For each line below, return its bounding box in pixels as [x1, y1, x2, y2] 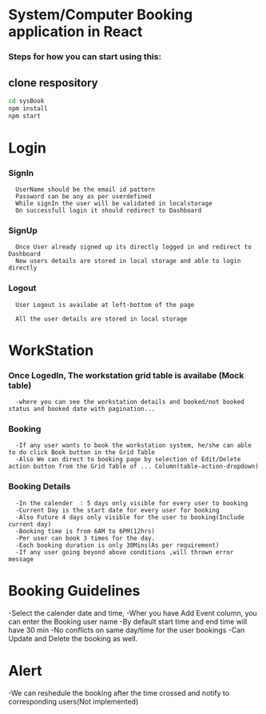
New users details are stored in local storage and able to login [15, 257, 241, 265]
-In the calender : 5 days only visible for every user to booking [15, 499, 248, 507]
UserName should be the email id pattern [15, 185, 156, 193]
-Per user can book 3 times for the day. [15, 534, 156, 542]
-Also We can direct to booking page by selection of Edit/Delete [15, 456, 241, 464]
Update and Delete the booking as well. [8, 633, 138, 643]
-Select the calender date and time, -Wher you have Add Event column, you [8, 608, 257, 617]
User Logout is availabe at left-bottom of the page [15, 301, 195, 309]
